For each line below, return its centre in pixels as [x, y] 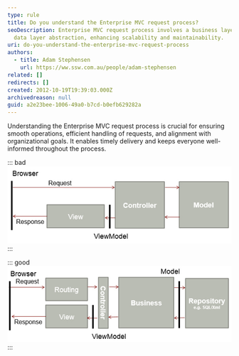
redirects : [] [28, 82]
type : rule [23, 15]
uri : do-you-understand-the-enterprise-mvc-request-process [99, 45]
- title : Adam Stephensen [52, 60]
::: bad [17, 163]
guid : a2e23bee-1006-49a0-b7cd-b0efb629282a [74, 105]
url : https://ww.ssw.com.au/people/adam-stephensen [98, 68]
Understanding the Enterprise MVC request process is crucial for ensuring [116, 126]
